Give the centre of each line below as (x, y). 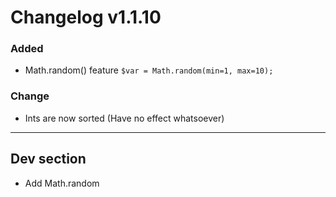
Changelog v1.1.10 (86, 17)
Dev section (48, 159)
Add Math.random (62, 183)
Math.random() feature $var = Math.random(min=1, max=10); (149, 70)
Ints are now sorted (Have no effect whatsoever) (124, 118)
